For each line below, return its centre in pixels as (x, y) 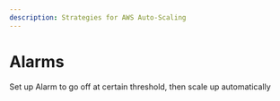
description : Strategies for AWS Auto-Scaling (98, 17)
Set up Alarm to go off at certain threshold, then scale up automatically (140, 87)
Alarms (37, 61)
